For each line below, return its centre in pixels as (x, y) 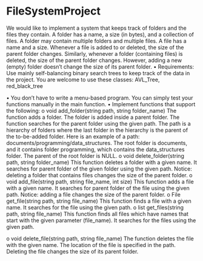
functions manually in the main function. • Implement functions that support (101, 104)
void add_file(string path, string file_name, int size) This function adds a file (100, 181)
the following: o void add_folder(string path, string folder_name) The (92, 110)
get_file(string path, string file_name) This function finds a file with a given (99, 201)
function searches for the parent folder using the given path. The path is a (98, 123)
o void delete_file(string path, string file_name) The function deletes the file (100, 239)
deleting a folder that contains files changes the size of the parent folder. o (99, 175)
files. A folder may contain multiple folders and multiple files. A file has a (96, 41)
